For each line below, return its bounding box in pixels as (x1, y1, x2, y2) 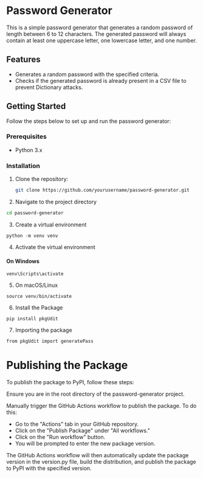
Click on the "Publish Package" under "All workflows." (15, 427, 151, 434)
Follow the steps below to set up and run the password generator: (6, 117, 171, 125)
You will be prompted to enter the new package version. (15, 440, 156, 448)
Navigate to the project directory (15, 199, 97, 206)
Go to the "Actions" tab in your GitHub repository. (15, 421, 139, 428)
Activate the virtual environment (15, 243, 95, 250)
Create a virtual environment (15, 220, 87, 228)
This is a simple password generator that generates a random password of (6, 24, 193, 31)
